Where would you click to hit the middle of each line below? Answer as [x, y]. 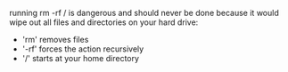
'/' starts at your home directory [81, 58]
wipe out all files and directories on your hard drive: [104, 22]
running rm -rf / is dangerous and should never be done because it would [144, 13]
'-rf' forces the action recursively [83, 49]
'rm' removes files [55, 40]
